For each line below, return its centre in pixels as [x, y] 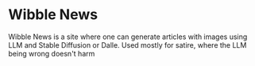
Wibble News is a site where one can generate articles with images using [128, 37]
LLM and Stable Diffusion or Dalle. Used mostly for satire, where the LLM [127, 45]
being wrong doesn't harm [52, 53]
